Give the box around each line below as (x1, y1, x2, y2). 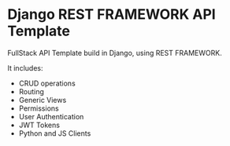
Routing (18, 86, 45, 96)
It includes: (7, 63, 43, 72)
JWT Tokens (18, 120, 61, 130)
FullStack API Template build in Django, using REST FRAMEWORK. (7, 48, 222, 57)
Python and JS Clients (18, 128, 91, 138)
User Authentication (18, 111, 84, 121)
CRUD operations (18, 78, 76, 88)
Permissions (18, 104, 60, 113)
